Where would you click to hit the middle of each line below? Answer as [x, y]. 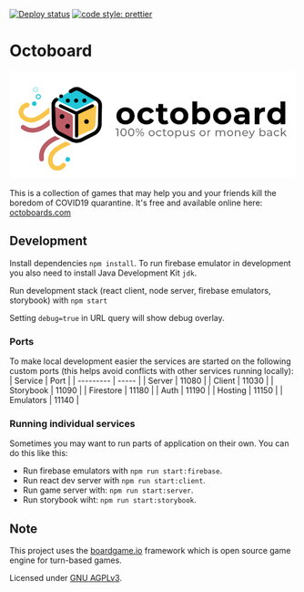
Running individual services [72, 423]
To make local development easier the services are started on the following [150, 361]
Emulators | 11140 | [44, 400]
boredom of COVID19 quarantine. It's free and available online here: [136, 203]
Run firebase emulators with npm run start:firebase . [122, 471]
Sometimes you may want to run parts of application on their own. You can [149, 443]
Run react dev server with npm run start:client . [114, 481]
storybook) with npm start [58, 300]
